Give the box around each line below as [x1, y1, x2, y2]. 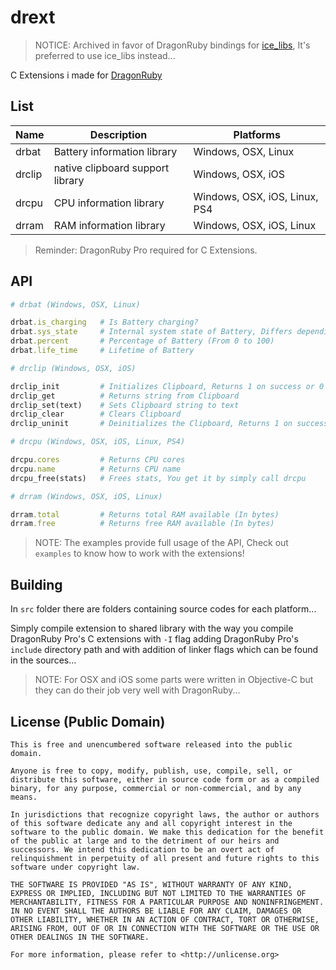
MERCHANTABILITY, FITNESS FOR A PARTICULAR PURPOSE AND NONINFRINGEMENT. [10, 897, 325, 907]
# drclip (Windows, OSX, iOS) [10, 363, 137, 373]
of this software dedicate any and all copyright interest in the [10, 818, 293, 828]
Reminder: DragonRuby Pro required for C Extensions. [34, 244, 258, 256]
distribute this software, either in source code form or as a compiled [10, 774, 320, 785]
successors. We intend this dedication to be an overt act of [10, 844, 275, 855]
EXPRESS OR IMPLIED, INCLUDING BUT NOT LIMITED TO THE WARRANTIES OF [10, 888, 307, 898]
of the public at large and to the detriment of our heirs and [10, 836, 280, 846]
